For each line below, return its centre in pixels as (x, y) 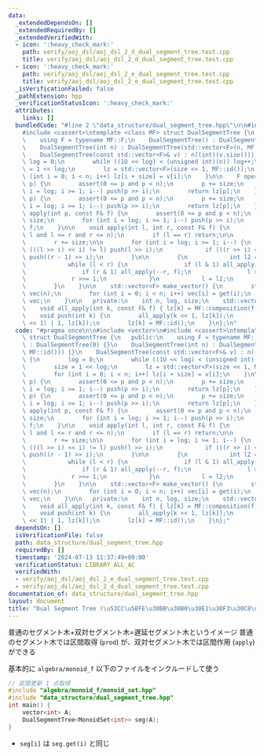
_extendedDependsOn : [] (54, 23)
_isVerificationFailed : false (64, 89)
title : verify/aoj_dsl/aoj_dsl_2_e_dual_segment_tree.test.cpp (128, 81)
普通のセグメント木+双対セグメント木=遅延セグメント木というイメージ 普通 (131, 632)
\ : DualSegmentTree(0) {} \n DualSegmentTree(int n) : (119, 345)
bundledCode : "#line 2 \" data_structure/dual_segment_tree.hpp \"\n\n (131, 125)
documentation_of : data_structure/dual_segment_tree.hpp (103, 594)
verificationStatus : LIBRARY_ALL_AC (75, 565)
